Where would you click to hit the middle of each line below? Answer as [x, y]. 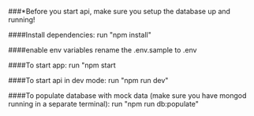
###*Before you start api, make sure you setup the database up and [120, 11]
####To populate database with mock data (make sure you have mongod [127, 96]
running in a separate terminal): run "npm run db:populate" [104, 104]
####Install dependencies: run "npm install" [80, 35]
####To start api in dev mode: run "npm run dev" [88, 80]
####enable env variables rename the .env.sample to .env [103, 50]
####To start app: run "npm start [62, 65]
